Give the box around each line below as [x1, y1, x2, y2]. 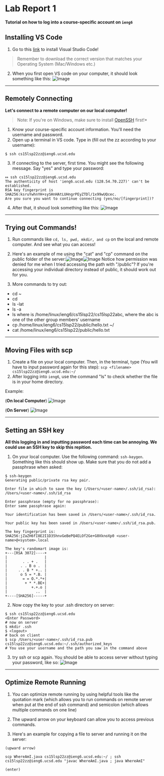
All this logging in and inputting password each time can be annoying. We [5, 439, 157, 445]
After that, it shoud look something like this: [12, 205, 100, 210]
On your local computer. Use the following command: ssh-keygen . [12, 454, 144, 459]
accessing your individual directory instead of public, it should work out [12, 267, 156, 273]
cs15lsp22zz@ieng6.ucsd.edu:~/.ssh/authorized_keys [5, 641, 112, 646]
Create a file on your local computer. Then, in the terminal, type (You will [12, 359, 158, 365]
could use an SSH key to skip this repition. [5, 444, 92, 450]
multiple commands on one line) [12, 707, 77, 712]
